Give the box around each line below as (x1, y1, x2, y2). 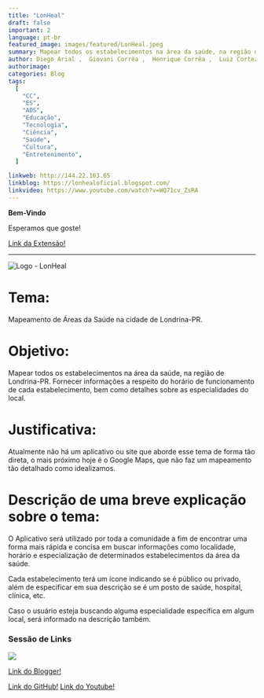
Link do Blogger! (8, 666, 61, 676)
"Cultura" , (22, 143, 58, 151)
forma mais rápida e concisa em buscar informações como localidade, (8, 542, 236, 551)
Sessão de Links (8, 634, 72, 645)
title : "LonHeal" (8, 11, 65, 20)
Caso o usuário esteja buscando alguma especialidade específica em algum (8, 606, 255, 615)
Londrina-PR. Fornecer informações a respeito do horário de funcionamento (8, 377, 255, 386)
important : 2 (8, 26, 51, 34)
